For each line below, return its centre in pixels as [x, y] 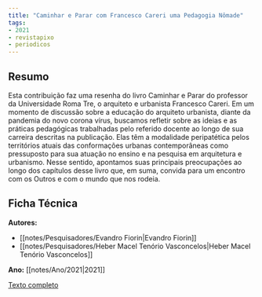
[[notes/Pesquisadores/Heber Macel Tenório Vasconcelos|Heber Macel [135, 246]
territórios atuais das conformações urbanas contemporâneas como [118, 145]
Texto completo [33, 284]
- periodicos [29, 45]
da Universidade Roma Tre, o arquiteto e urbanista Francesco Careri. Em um [131, 104]
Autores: [23, 222]
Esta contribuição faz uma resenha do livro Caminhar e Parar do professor [128, 95]
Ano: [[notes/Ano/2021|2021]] [57, 269]
